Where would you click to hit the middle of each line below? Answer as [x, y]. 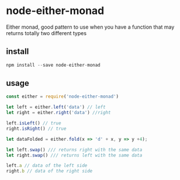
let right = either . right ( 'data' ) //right [58, 113]
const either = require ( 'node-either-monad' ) [62, 97]
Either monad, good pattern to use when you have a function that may [90, 27]
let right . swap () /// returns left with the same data [74, 155]
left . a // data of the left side [47, 166]
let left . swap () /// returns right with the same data [74, 150]
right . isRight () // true [36, 129]
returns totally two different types [46, 33]
